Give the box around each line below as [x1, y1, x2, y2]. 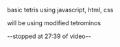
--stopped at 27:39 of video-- [7, 32, 91, 40]
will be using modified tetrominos [7, 19, 101, 27]
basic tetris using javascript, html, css [7, 6, 114, 14]
